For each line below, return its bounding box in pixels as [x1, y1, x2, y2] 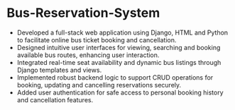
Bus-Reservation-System [6, 5, 160, 21]
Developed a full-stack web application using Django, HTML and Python [16, 28, 229, 37]
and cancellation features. [16, 95, 94, 104]
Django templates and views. [16, 66, 102, 74]
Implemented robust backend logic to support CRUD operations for [16, 73, 214, 82]
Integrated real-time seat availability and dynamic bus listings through [16, 58, 222, 66]
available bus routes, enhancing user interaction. [16, 51, 160, 59]
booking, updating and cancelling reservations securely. [16, 80, 182, 89]
